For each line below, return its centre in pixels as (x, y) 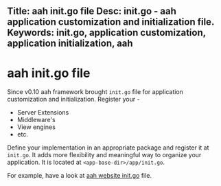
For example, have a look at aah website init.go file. (80, 176)
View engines (36, 127)
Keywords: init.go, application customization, (106, 33)
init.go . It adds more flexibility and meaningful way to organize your (104, 155)
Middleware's (36, 120)
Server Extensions (43, 113)
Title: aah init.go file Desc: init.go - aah (92, 11)
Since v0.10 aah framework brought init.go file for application (95, 92)
